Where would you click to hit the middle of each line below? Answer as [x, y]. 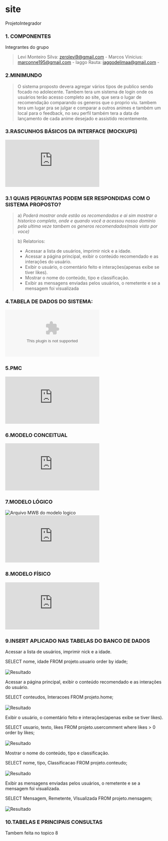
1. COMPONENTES [28, 36]
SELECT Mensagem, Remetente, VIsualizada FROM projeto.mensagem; [79, 798]
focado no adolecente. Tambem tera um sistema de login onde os [85, 92]
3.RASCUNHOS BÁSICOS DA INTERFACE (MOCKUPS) [71, 131]
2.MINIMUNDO [24, 75]
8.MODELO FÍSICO [28, 574]
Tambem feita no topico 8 [32, 833]
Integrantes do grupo [27, 47]
